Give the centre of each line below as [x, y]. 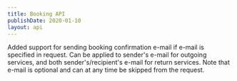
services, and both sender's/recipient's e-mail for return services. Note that [118, 63]
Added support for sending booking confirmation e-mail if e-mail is [106, 48]
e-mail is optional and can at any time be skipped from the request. [106, 70]
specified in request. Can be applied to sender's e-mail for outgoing [107, 55]
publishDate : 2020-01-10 [44, 21]
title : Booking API [36, 14]
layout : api [25, 27]
